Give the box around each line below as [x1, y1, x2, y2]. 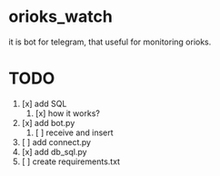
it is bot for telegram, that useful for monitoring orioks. [8, 36, 212, 47]
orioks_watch [8, 6, 113, 27]
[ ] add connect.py [21, 136, 92, 147]
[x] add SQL [21, 98, 67, 109]
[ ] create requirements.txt [21, 156, 120, 167]
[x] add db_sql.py [21, 146, 87, 157]
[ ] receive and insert [35, 127, 115, 138]
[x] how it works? [35, 107, 101, 119]
